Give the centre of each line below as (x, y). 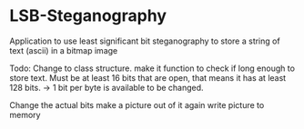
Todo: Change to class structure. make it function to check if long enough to (152, 68)
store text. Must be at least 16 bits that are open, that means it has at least (148, 77)
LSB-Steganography (88, 16)
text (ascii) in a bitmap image (64, 50)
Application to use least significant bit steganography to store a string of (145, 41)
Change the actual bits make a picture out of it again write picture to (137, 104)
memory (25, 114)
